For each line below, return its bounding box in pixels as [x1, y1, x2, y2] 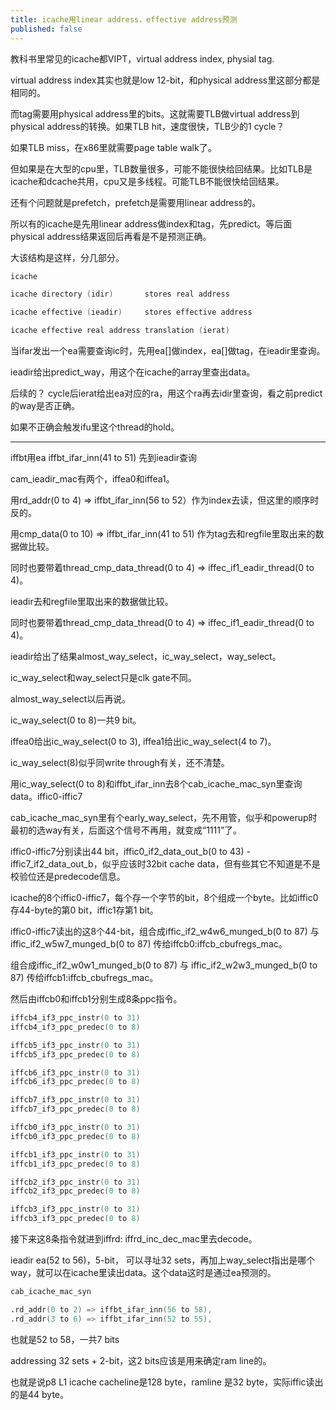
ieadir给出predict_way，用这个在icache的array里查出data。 [10, 366, 256, 378]
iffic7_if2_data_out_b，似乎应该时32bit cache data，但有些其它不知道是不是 [10, 858, 321, 870]
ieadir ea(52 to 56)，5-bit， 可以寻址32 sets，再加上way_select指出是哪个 [10, 1254, 316, 1266]
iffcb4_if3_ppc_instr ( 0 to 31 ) [10, 1013, 141, 1023]
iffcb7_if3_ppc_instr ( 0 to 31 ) [10, 1095, 141, 1105]
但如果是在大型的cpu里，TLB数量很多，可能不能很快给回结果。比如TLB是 [10, 162, 313, 175]
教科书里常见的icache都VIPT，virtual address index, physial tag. [10, 52, 275, 65]
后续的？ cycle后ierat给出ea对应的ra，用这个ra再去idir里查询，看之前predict [10, 387, 323, 399]
